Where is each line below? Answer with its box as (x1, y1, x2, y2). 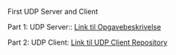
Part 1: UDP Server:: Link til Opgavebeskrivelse (7, 22, 162, 31)
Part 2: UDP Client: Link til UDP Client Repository (7, 37, 168, 47)
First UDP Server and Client (7, 7, 98, 16)
